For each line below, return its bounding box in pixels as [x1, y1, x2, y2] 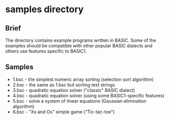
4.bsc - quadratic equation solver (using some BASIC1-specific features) [12, 93, 165, 99]
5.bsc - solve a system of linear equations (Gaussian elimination [12, 98, 147, 104]
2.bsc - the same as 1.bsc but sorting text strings [12, 81, 115, 87]
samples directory [5, 4, 84, 15]
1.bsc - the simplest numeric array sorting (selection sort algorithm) [12, 76, 154, 82]
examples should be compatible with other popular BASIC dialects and [5, 43, 153, 49]
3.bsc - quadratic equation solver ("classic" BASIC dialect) [12, 87, 136, 93]
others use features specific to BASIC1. [5, 48, 87, 54]
